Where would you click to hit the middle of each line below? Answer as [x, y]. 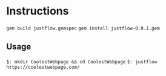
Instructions [38, 11]
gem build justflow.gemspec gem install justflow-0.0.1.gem [83, 28]
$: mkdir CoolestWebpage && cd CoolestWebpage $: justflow [82, 62]
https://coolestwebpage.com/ [43, 67]
